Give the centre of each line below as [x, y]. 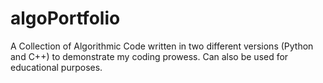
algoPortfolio [65, 18]
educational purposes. [56, 67]
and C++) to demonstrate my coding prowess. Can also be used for [149, 56]
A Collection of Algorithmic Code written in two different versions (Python [162, 46]
